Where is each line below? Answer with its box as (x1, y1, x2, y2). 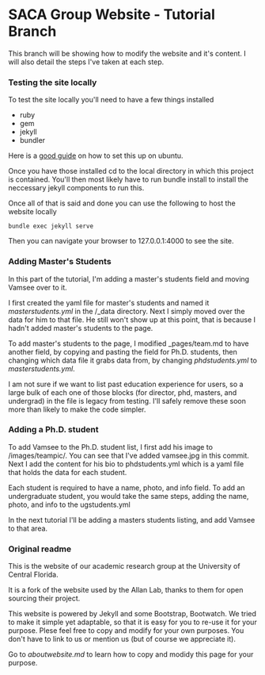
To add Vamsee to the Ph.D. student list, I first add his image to (8, 442, 214, 451)
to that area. (8, 524, 48, 533)
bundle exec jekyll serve (8, 222, 93, 231)
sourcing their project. (8, 593, 81, 604)
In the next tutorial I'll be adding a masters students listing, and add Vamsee (8, 515, 256, 524)
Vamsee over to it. (8, 282, 67, 292)
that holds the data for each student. (8, 467, 127, 477)
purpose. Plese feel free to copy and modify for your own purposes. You (8, 626, 244, 635)
